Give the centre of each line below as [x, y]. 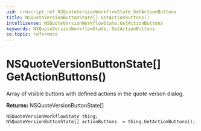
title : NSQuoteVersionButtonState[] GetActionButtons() [78, 18]
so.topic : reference [32, 34]
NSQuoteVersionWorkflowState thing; [52, 117]
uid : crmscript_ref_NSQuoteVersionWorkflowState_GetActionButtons [91, 12]
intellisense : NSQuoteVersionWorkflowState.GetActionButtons [85, 23]
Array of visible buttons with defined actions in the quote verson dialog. [95, 94]
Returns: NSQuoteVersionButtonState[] [55, 106]
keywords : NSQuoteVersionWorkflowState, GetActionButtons [81, 29]
